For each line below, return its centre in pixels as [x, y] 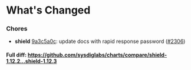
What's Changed [48, 10]
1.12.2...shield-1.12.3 [32, 61]
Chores [17, 29]
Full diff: [17, 55]
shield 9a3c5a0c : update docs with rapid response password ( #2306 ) [100, 41]
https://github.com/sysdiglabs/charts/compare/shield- [97, 55]
